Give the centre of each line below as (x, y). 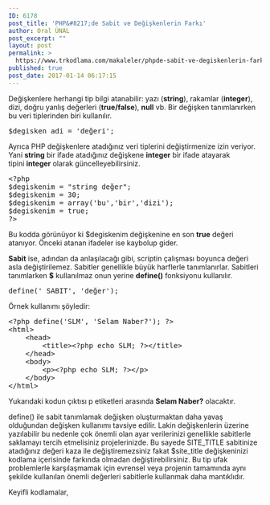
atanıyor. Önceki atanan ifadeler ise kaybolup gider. (93, 243)
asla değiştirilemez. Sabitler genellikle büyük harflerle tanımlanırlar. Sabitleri (133, 267)
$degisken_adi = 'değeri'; (61, 131)
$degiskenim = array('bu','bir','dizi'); (91, 203)
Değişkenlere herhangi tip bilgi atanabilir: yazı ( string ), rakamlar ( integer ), (131, 98)
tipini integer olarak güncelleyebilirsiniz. (74, 163)
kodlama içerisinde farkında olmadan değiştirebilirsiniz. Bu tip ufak (118, 459)
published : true (35, 68)
